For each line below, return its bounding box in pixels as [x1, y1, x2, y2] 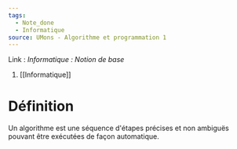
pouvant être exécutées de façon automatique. [8, 132, 159, 141]
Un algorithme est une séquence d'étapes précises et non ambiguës [8, 123, 229, 133]
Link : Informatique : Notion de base [8, 55, 125, 64]
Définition [8, 97, 75, 115]
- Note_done [15, 19, 55, 27]
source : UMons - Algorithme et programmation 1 [8, 33, 167, 42]
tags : [8, 11, 26, 20]
